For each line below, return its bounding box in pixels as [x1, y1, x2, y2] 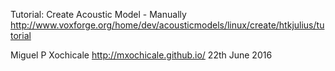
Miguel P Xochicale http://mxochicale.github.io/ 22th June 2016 [10, 49, 273, 61]
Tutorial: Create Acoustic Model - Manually [10, 9, 187, 20]
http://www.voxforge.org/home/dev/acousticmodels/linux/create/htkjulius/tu [10, 19, 325, 31]
